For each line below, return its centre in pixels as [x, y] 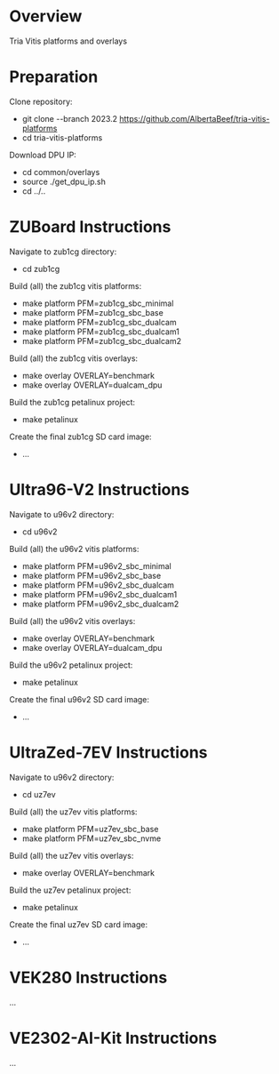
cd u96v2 [40, 532]
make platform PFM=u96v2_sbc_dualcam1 [100, 594]
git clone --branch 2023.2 [70, 118]
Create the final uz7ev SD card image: [79, 924]
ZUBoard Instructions [90, 227]
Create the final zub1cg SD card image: [81, 437]
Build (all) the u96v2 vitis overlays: [72, 621]
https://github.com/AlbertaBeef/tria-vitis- [195, 118]
